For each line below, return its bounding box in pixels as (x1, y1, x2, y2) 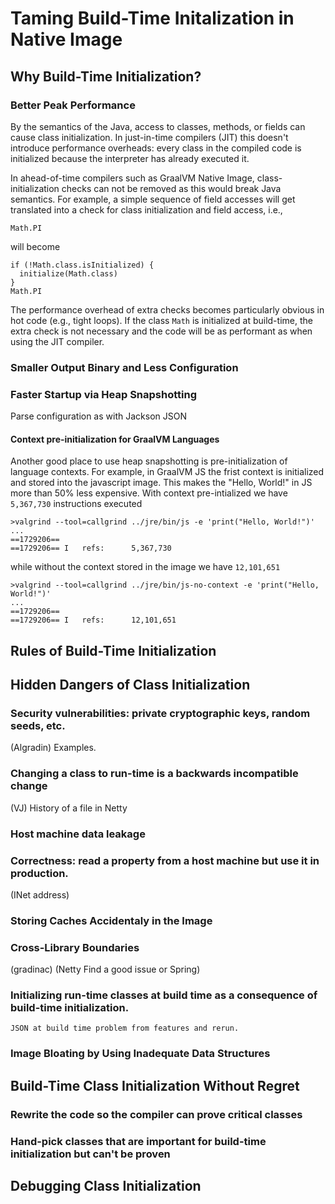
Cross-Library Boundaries (10, 940, 140, 954)
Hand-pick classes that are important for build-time (10, 1134, 267, 1148)
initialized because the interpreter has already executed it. (10, 152, 250, 164)
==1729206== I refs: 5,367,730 (10, 543, 172, 554)
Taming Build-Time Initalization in (10, 7, 295, 30)
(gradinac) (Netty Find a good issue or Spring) (10, 963, 201, 976)
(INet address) (10, 888, 70, 901)
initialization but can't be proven (10, 1147, 171, 1161)
